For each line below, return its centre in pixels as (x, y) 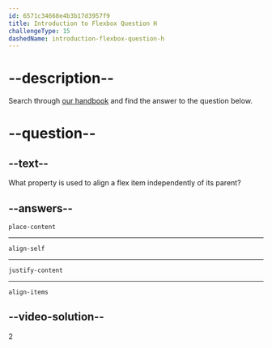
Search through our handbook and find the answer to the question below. (131, 101)
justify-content (36, 270)
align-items (28, 292)
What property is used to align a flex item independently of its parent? (125, 183)
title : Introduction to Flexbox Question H (83, 23)
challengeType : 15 (39, 31)
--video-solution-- (56, 317)
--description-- (62, 79)
